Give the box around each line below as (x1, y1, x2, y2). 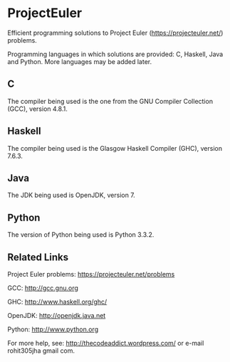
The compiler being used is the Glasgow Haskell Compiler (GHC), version (7, 144, 223, 152)
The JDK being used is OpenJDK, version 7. (7, 191, 135, 200)
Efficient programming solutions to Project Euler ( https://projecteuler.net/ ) (7, 28, 224, 37)
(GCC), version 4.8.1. (7, 105, 68, 113)
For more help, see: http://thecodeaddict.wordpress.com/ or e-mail (7, 339, 204, 347)
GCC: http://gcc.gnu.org (7, 284, 78, 292)
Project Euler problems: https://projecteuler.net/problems (7, 270, 175, 278)
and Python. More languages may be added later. (7, 57, 152, 65)
